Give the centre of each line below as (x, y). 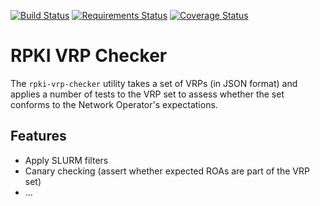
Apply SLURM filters (66, 160)
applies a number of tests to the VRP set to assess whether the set (147, 94)
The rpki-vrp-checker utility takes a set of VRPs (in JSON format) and (154, 83)
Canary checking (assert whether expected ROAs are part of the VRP (167, 171)
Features (38, 136)
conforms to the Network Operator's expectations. (114, 104)
